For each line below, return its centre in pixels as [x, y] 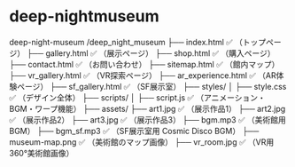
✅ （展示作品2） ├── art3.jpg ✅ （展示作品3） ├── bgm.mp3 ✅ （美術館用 [147, 119]
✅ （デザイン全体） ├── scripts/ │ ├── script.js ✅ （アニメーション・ [137, 97]
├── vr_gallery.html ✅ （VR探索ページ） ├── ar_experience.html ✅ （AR [143, 75]
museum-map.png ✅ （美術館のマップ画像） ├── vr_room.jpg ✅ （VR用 [142, 142]
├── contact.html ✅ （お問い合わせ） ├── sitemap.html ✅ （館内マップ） [144, 64]
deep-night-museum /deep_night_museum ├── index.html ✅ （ [126, 42]
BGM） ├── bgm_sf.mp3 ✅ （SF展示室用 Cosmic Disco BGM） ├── [134, 131]
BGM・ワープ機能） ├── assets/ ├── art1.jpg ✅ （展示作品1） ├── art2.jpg [147, 108]
